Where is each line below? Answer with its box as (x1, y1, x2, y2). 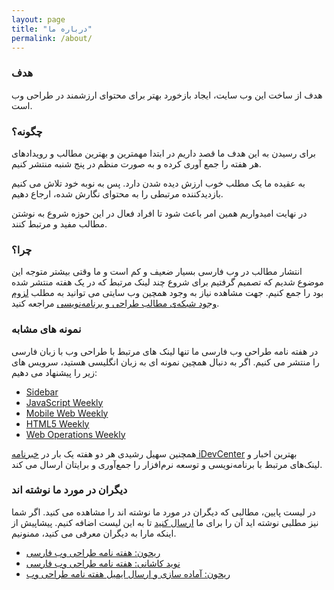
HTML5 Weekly (25, 417, 90, 430)
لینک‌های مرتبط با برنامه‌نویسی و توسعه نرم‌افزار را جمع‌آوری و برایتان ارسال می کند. (11, 458, 323, 470)
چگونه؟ (11, 124, 43, 138)
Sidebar (25, 386, 59, 398)
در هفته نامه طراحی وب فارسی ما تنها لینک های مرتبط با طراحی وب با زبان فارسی (11, 345, 319, 357)
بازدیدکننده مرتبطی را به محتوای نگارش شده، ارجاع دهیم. (11, 187, 224, 200)
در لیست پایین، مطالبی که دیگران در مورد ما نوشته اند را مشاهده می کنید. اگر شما (11, 506, 316, 518)
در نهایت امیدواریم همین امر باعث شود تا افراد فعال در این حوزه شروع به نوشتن (11, 207, 308, 219)
